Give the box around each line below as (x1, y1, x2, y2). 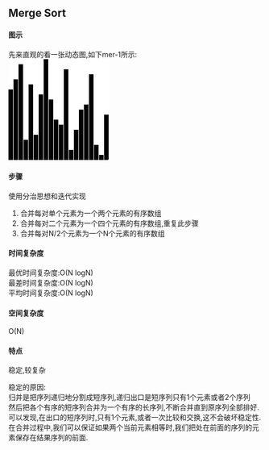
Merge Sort (8, 6, 67, 20)
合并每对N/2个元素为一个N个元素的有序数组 (19, 228, 165, 238)
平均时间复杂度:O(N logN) (8, 288, 94, 298)
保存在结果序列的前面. (14, 433, 89, 443)
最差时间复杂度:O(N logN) (8, 278, 94, 287)
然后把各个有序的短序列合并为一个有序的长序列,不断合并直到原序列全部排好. (8, 402, 260, 412)
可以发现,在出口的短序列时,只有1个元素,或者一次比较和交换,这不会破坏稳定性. (8, 413, 262, 423)
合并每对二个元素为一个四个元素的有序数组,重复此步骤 (19, 218, 199, 228)
